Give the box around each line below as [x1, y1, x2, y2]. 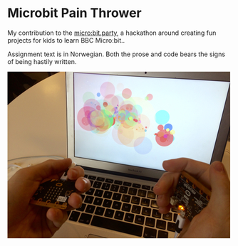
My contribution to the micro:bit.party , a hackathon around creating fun [7, 28, 217, 37]
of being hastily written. [7, 57, 77, 65]
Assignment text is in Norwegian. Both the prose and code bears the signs [7, 50, 226, 58]
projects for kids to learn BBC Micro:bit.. [7, 36, 125, 44]
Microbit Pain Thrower [7, 5, 142, 21]
